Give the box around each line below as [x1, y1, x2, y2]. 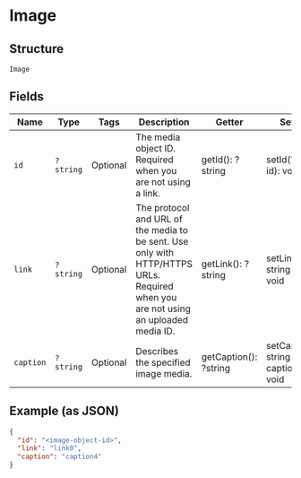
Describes [135, 344, 179, 357]
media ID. [135, 325, 176, 337]
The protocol [135, 201, 190, 213]
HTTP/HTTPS [135, 257, 193, 270]
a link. [135, 187, 161, 199]
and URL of [135, 213, 184, 225]
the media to [135, 223, 188, 236]
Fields [9, 89, 45, 104]
